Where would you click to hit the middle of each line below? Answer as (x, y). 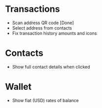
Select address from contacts (42, 28)
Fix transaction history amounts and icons (54, 33)
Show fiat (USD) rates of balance (46, 100)
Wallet (18, 87)
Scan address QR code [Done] (43, 23)
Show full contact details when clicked (51, 67)
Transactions (33, 9)
